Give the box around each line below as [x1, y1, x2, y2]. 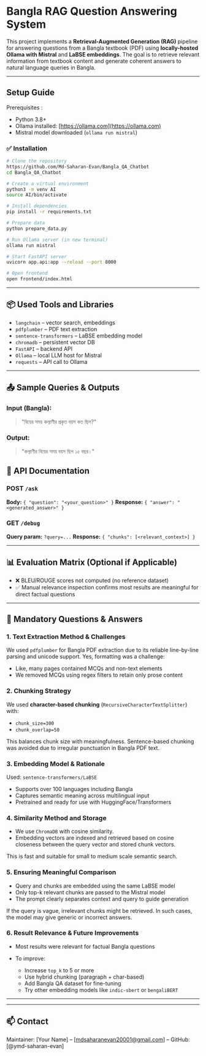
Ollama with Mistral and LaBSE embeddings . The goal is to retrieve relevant [6, 50, 200, 58]
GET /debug [6, 519, 40, 527]
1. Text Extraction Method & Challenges [6, 632, 126, 640]
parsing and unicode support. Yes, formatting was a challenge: [6, 653, 165, 660]
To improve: [15, 955, 46, 962]
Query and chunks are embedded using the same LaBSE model [15, 882, 176, 889]
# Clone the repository [6, 158, 67, 164]
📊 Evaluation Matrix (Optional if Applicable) [6, 558, 178, 568]
